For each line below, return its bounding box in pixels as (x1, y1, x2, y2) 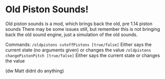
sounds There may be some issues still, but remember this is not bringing (5, 26, 160, 32)
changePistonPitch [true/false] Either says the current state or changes (5, 52, 160, 58)
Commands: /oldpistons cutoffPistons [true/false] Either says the (5, 41, 152, 47)
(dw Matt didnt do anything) (5, 68, 64, 74)
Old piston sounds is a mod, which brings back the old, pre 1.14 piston (5, 21, 153, 27)
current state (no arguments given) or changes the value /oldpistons (5, 47, 151, 53)
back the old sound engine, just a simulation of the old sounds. (5, 31, 138, 37)
